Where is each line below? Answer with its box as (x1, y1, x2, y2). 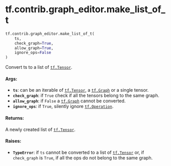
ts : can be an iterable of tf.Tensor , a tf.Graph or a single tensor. (12, 87, 149, 93)
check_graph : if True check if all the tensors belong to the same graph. (12, 93, 160, 99)
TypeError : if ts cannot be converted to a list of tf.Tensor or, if (12, 149, 144, 155)
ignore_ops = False (14, 50, 52, 56)
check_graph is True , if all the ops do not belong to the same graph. (12, 154, 153, 161)
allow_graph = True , (14, 45, 54, 50)
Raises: (5, 138, 21, 144)
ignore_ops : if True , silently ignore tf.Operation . (12, 103, 114, 109)
